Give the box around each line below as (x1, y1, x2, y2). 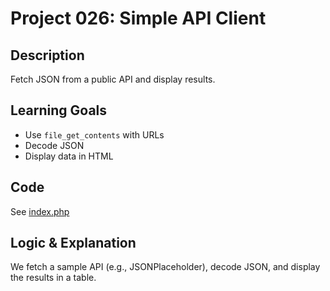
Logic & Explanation (10, 235, 137, 252)
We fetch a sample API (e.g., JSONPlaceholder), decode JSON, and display (10, 261, 321, 273)
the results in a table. (10, 272, 97, 284)
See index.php (10, 205, 70, 217)
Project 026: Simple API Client (10, 7, 267, 30)
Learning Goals (10, 102, 108, 119)
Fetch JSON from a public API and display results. (10, 73, 216, 85)
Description (10, 47, 85, 64)
